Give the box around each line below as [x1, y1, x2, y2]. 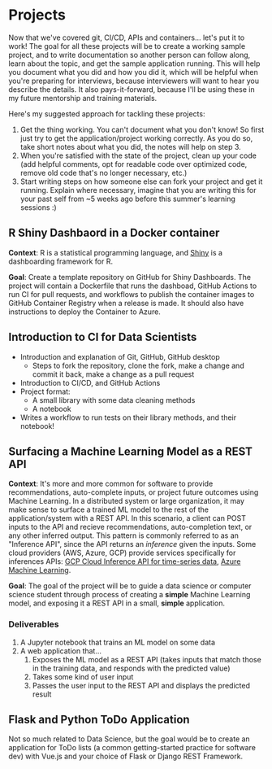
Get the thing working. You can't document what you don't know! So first [19, 125, 265, 134]
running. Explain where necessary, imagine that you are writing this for [19, 185, 257, 194]
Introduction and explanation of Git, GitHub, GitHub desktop [19, 352, 221, 361]
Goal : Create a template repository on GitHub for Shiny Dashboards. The [8, 272, 252, 282]
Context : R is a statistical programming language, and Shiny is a [8, 247, 223, 257]
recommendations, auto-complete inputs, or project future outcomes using [8, 487, 259, 497]
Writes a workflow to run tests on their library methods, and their [19, 413, 237, 422]
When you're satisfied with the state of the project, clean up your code [19, 151, 257, 160]
